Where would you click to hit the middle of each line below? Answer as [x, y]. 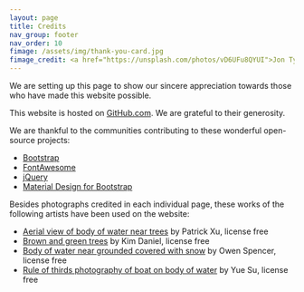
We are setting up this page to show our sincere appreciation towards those [151, 86]
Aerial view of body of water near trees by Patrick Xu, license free [145, 231]
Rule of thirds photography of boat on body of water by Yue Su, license [155, 270]
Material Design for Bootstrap [77, 186]
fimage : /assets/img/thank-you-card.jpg [87, 52]
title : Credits [38, 26]
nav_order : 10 [36, 43]
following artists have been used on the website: [100, 214]
